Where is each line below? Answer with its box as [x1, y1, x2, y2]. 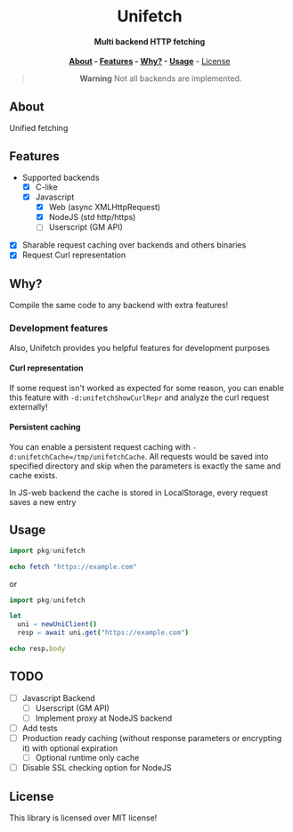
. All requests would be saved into [144, 451, 269, 461]
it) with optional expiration [21, 743, 118, 754]
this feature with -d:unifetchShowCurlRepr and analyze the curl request [9, 392, 270, 403]
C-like [35, 182, 58, 192]
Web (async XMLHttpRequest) [48, 202, 161, 213]
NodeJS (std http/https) [48, 212, 136, 223]
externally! [9, 401, 48, 412]
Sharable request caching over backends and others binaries [21, 240, 247, 250]
